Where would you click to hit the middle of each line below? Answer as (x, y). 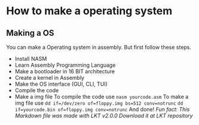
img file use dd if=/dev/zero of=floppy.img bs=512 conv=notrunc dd (99, 103)
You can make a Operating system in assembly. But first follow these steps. (99, 47)
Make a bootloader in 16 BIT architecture (65, 71)
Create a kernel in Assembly (50, 78)
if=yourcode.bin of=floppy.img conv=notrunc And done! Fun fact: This (102, 109)
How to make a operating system (89, 11)
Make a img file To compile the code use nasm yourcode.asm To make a (102, 97)
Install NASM (31, 59)
